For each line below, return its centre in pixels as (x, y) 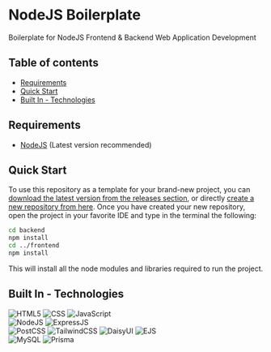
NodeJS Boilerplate (75, 15)
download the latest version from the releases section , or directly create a (131, 198)
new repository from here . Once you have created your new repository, (127, 207)
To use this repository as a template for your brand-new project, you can (129, 190)
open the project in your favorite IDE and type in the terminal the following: (133, 216)
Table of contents (53, 63)
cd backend (27, 230)
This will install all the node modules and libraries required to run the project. (136, 268)
